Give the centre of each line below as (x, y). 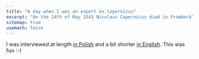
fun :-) (14, 51)
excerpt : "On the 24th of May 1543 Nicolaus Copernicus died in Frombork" (100, 17)
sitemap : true (24, 22)
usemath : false (25, 28)
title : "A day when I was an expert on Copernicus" (71, 11)
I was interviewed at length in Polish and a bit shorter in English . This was (96, 44)
